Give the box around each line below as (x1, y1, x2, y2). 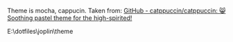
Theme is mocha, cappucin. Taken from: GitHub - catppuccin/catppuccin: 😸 (7, 7, 226, 14)
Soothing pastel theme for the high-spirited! (7, 14, 132, 22)
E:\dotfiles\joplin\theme (7, 28, 74, 35)
